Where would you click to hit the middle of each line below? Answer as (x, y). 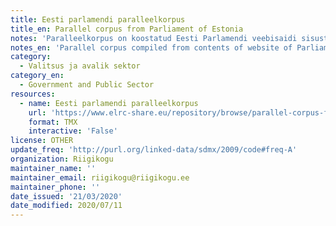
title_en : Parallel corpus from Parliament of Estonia (127, 29)
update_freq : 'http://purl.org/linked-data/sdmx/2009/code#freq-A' (154, 150)
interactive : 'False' (73, 131)
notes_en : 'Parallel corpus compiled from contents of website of (151, 47)
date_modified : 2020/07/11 (66, 206)
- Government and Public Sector (87, 85)
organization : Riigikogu (62, 159)
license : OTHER (42, 141)
